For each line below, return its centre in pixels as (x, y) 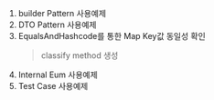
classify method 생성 (80, 55)
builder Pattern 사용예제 (62, 13)
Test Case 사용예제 (53, 86)
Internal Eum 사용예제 (58, 75)
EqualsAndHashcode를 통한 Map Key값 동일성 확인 (112, 36)
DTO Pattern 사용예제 (57, 25)
